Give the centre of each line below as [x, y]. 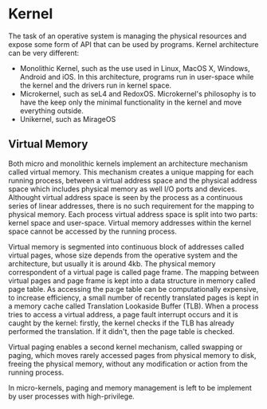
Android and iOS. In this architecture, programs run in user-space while [137, 77]
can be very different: [44, 53]
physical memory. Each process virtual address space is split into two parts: [133, 214]
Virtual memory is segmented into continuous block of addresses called [126, 246]
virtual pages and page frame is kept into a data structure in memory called [132, 281]
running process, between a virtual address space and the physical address [133, 180]
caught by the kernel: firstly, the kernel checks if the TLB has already [122, 323]
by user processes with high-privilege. [72, 396]
